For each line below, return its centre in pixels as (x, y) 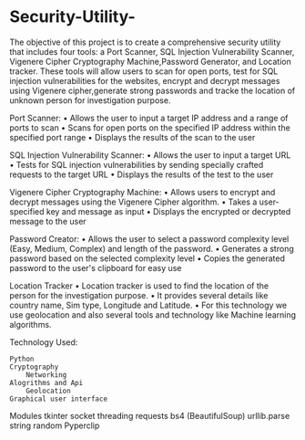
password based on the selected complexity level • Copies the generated (147, 258)
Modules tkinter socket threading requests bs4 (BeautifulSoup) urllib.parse (150, 415)
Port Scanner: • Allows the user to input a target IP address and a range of (149, 118)
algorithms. (30, 324)
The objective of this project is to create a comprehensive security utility (145, 42)
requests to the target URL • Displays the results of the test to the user (142, 174)
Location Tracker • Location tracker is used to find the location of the (139, 286)
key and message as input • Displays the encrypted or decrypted (168, 211)
